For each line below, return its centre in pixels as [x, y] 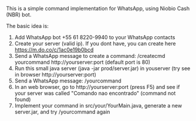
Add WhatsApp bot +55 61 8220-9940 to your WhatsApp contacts [95, 37]
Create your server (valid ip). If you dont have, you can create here [95, 44]
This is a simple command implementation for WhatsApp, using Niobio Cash [98, 8]
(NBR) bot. [19, 15]
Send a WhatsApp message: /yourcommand [68, 81]
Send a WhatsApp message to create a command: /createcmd [90, 56]
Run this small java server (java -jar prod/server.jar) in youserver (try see [102, 68]
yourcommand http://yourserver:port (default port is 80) [82, 62]
